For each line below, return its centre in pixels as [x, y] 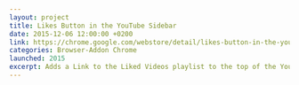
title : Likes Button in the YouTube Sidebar [93, 26]
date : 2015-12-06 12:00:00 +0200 [71, 34]
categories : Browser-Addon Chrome [73, 50]
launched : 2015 [37, 58]
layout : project [39, 17]
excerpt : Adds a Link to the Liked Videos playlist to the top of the [143, 67]
